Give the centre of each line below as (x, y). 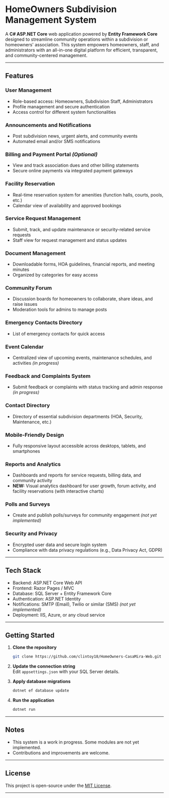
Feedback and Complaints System (48, 376)
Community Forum (28, 288)
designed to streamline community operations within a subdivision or (77, 39)
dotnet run (24, 710)
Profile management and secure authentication (61, 106)
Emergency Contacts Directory (44, 322)
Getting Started (30, 635)
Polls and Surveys (28, 504)
